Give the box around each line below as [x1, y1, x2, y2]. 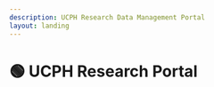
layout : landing [9, 21, 70, 30]
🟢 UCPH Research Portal [9, 61, 198, 81]
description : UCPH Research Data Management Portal [9, 12, 205, 22]
